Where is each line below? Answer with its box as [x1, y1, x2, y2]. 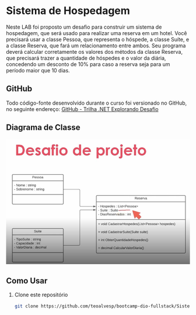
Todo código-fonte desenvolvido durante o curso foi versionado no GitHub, [6, 99, 187, 106]
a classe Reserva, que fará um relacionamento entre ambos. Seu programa [6, 42, 186, 49]
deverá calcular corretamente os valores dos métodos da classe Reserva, [6, 48, 183, 55]
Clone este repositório [14, 291, 68, 299]
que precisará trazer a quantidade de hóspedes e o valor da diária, [6, 54, 166, 61]
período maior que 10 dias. [6, 67, 70, 74]
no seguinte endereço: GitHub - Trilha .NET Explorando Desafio [6, 105, 159, 112]
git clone [14, 303, 39, 309]
